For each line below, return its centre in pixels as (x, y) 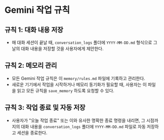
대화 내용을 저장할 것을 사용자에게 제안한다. (62, 49)
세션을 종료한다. (32, 133)
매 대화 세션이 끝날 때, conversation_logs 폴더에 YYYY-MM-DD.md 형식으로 (82, 42)
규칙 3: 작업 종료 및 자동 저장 (45, 108)
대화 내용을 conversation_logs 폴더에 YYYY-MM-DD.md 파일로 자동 (83, 126)
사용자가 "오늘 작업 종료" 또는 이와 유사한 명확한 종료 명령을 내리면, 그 (78, 120)
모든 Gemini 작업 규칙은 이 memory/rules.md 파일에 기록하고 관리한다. (78, 78)
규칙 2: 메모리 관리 (31, 66)
